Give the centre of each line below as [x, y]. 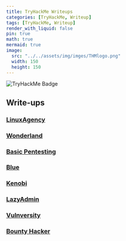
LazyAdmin [23, 199]
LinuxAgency [26, 120]
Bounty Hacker [28, 231]
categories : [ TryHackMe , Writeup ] [49, 17]
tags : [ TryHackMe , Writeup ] [41, 23]
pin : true [18, 34]
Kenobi [17, 183]
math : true [20, 39]
